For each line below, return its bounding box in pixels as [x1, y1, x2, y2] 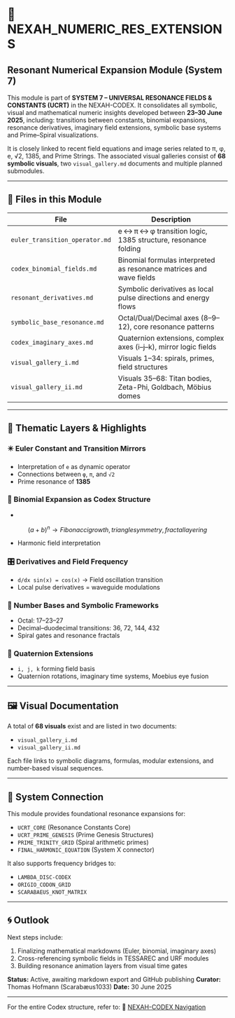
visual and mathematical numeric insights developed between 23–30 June [7, 109, 222, 116]
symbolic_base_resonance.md [10, 318, 104, 326]
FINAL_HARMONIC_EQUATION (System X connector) [17, 845, 155, 854]
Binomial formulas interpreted [117, 255, 215, 265]
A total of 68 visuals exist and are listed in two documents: [7, 722, 177, 731]
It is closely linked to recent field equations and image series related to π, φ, [7, 144, 226, 153]
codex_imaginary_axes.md [10, 338, 94, 346]
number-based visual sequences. [7, 764, 104, 773]
